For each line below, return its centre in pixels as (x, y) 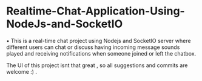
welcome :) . (22, 71)
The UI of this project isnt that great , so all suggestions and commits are (97, 65)
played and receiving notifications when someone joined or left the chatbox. (101, 53)
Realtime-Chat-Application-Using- (96, 11)
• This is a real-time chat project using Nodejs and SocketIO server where (99, 40)
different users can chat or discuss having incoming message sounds (93, 47)
